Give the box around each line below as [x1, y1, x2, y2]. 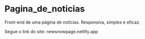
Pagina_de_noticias [4, 3, 85, 14]
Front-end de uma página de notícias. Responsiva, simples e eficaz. [4, 19, 141, 25]
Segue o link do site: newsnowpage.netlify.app [4, 28, 98, 34]
